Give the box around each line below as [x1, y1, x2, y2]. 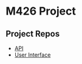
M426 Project [5, 4, 77, 18]
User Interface [14, 51, 51, 59]
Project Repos [5, 29, 60, 39]
